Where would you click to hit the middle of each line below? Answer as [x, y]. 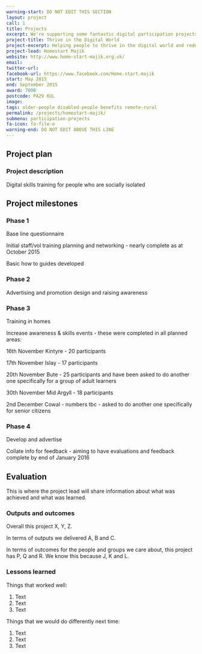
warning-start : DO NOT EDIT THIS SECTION [59, 12]
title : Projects [26, 29]
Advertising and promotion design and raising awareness [77, 292]
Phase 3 [18, 308]
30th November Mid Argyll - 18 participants [60, 393]
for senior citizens [29, 411]
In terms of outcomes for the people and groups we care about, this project [99, 550]
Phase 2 [18, 280]
